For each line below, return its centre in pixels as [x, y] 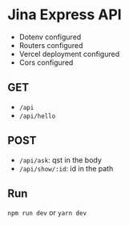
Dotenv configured [50, 37]
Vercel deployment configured [69, 54]
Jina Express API [64, 15]
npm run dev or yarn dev [47, 213]
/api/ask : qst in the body [60, 160]
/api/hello [37, 116]
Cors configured [46, 62]
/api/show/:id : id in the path [66, 168]
